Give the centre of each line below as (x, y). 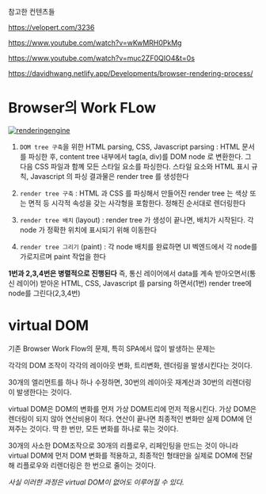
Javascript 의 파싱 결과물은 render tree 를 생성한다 (110, 176)
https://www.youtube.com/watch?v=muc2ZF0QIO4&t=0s (102, 58)
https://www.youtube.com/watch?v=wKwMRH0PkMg (95, 43)
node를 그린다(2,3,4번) (44, 293)
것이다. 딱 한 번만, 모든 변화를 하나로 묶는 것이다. (104, 428)
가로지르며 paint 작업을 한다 (63, 256)
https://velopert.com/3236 (51, 27)
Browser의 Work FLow (82, 108)
